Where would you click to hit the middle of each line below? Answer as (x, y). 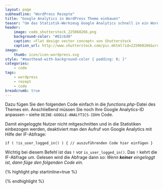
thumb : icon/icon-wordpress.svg (46, 55)
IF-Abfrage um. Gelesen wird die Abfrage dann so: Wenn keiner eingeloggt (80, 157)
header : (13, 28)
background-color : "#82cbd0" (43, 37)
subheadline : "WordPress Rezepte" (40, 14)
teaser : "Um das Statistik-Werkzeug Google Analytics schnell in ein (77, 23)
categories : (17, 63)
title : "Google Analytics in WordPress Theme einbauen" (63, 18)
